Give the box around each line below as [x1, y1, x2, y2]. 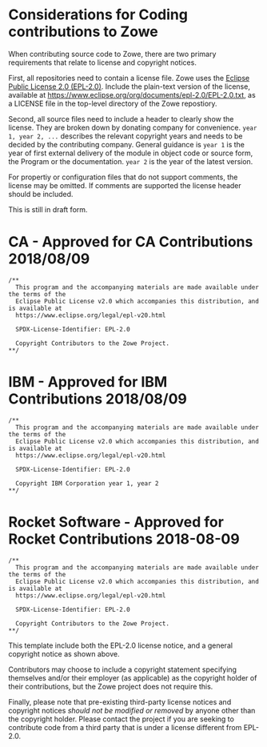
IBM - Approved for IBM [8, 373, 168, 392]
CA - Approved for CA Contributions [8, 233, 253, 251]
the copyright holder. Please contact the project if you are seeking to [8, 714, 234, 724]
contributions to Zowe [8, 22, 158, 41]
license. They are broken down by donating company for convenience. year [8, 122, 257, 132]
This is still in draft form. [8, 204, 88, 214]
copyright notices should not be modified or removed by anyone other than [8, 705, 256, 715]
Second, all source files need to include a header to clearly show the [8, 114, 234, 123]
